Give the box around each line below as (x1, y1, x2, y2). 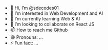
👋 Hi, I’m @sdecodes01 (10, 5, 59, 11)
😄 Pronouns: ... (10, 34, 44, 40)
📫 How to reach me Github (10, 27, 68, 33)
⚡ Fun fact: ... (10, 40, 38, 46)
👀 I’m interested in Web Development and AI (10, 10, 103, 16)
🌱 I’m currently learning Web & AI (10, 16, 80, 21)
